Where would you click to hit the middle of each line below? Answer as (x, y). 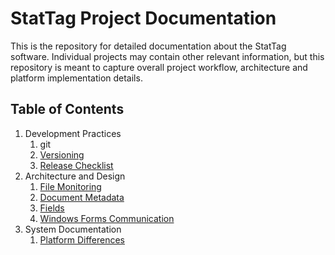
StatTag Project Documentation (143, 18)
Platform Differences (82, 239)
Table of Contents (67, 109)
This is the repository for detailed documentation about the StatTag (148, 46)
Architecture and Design (75, 176)
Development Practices (73, 133)
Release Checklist (76, 165)
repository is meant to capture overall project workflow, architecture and (159, 67)
